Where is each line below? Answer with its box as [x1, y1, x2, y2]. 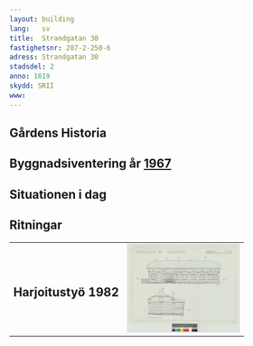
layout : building [9, 14, 75, 23]
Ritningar [9, 218, 63, 233]
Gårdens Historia [9, 126, 107, 141]
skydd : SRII [9, 81, 54, 90]
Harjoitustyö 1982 [13, 285, 119, 300]
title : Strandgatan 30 [9, 33, 99, 42]
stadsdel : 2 [9, 62, 54, 71]
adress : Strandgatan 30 [9, 52, 99, 62]
